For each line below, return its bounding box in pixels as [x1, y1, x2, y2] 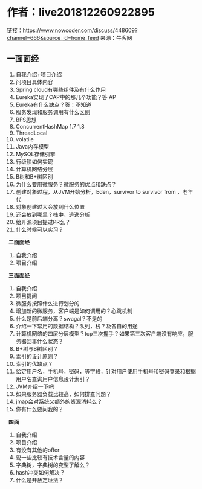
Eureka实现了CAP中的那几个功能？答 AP [15, 93, 117, 100]
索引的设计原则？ [15, 353, 59, 360]
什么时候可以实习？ [15, 226, 64, 233]
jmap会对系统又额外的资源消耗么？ [15, 398, 102, 405]
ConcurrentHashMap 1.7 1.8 [15, 123, 85, 130]
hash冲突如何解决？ [15, 468, 65, 476]
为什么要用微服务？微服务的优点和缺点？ [15, 181, 117, 188]
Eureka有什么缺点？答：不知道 [15, 101, 92, 108]
